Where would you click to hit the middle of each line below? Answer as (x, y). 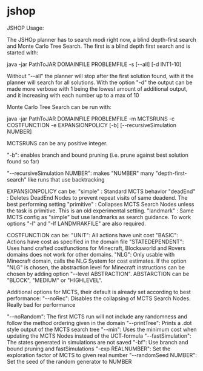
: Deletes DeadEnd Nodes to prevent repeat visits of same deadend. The (97, 197)
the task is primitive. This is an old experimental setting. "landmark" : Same (101, 211)
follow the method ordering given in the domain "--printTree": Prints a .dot (99, 323)
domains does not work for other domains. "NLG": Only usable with (91, 254)
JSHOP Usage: (25, 28)
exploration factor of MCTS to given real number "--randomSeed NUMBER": (102, 355)
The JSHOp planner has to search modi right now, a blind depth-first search (101, 39)
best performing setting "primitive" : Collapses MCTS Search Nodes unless (101, 204)
